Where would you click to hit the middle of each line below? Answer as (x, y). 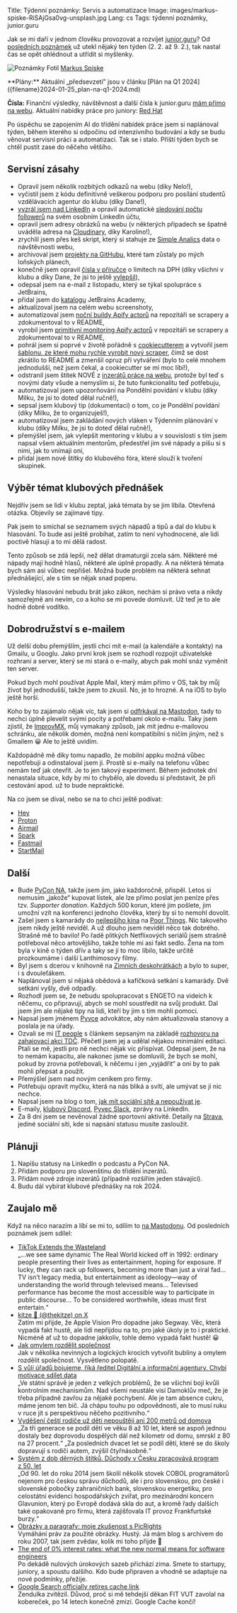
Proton (27, 820)
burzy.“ (28, 1519)
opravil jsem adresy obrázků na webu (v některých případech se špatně (122, 224)
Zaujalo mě (33, 1209)
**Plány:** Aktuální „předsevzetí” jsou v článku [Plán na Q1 (94, 82)
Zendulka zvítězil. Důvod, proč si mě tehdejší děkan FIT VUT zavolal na (121, 1594)
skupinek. (32, 465)
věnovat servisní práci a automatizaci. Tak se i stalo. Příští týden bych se (113, 139)
